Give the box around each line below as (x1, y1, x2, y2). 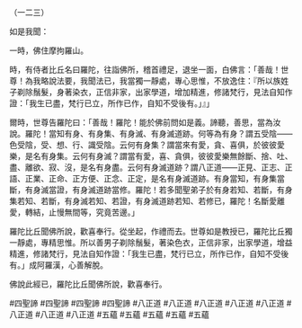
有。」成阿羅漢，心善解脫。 (9, 260, 108, 270)
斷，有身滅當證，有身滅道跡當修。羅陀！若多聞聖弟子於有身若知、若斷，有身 (9, 184, 293, 195)
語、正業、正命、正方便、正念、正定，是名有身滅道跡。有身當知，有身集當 (9, 173, 285, 183)
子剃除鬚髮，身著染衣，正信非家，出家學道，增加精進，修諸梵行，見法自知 (9, 87, 285, 97)
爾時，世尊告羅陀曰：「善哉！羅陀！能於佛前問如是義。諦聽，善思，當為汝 (9, 117, 281, 128)
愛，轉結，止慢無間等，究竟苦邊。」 (9, 207, 139, 217)
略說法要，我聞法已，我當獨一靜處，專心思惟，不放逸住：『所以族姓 (40, 75, 289, 86)
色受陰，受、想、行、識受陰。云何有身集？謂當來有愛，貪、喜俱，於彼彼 (9, 139, 277, 150)
